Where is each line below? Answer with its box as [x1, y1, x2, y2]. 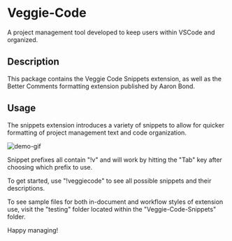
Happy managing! [7, 226, 59, 234]
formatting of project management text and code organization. [7, 128, 187, 137]
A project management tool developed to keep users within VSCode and [7, 28, 215, 36]
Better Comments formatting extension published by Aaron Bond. [7, 82, 196, 90]
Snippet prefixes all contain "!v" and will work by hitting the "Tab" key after [7, 156, 222, 164]
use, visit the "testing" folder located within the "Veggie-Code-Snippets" [7, 205, 217, 213]
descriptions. [7, 184, 45, 192]
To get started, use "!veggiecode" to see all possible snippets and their [7, 177, 212, 185]
